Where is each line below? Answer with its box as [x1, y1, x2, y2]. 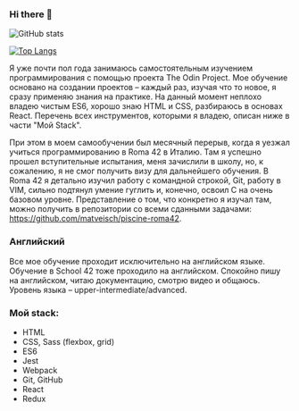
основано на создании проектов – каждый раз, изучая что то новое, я [9, 82, 277, 93]
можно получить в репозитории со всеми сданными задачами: [9, 204, 253, 214]
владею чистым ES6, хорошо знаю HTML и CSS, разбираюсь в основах [9, 101, 283, 112]
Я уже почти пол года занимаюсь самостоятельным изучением [9, 63, 253, 74]
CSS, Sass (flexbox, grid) [21, 336, 115, 347]
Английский [9, 236, 65, 248]
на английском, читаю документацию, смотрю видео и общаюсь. [9, 274, 261, 285]
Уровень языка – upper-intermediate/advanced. [9, 284, 187, 295]
